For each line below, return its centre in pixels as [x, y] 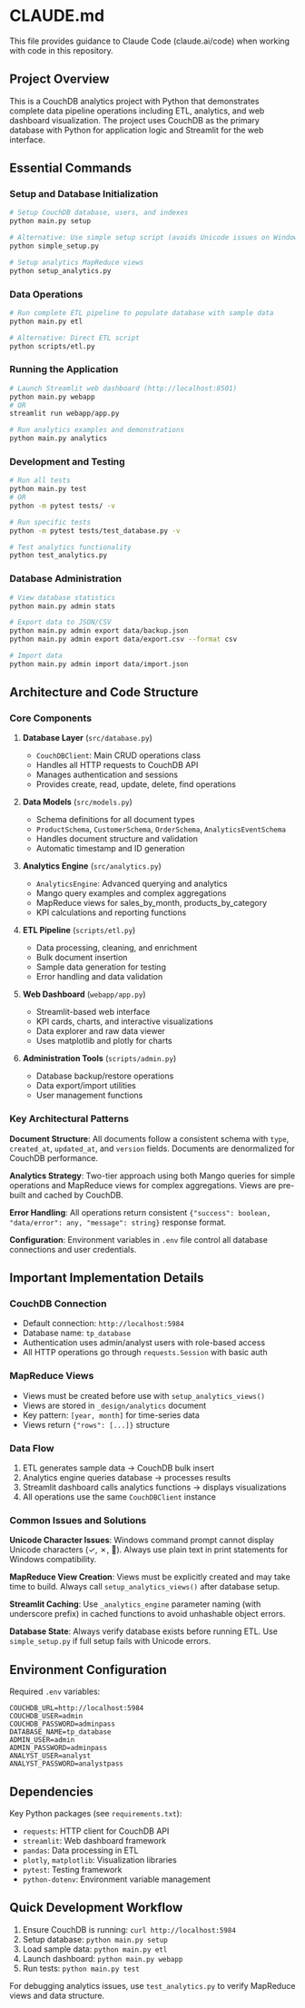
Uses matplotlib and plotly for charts [104, 1041]
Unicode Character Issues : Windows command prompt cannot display [142, 1540]
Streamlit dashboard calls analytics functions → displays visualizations [155, 1487]
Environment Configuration [88, 1670]
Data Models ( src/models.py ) [78, 802]
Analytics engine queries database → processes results [127, 1478]
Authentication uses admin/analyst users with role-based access [144, 1343]
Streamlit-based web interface [93, 1012]
